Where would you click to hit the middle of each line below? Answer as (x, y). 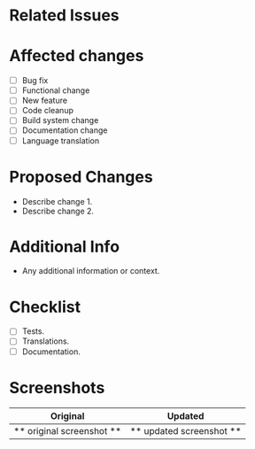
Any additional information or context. (91, 271)
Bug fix (35, 81)
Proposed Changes (81, 177)
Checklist (45, 307)
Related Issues (64, 15)
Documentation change (65, 130)
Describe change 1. (57, 201)
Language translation (61, 140)
